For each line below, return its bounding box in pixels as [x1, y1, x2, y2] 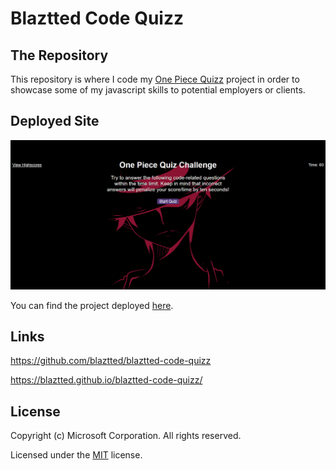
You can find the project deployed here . [10, 299, 174, 311]
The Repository [10, 47, 109, 64]
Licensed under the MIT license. [10, 449, 143, 461]
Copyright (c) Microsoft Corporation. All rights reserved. [10, 430, 242, 442]
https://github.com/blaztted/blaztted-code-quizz [10, 355, 212, 367]
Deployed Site [10, 113, 100, 130]
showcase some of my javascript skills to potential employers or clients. [10, 84, 306, 96]
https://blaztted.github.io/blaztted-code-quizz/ [10, 374, 203, 386]
